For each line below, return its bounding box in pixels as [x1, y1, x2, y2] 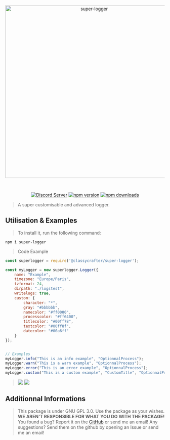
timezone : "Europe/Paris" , [14, 277, 71, 282]
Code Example [17, 248, 49, 254]
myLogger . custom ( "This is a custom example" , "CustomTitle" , [5, 370, 137, 375]
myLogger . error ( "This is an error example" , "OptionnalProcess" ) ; [5, 366, 148, 371]
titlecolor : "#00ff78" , [23, 319, 73, 324]
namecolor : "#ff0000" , [23, 310, 71, 315]
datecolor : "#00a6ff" [23, 329, 69, 334]
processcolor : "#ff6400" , [23, 314, 78, 320]
